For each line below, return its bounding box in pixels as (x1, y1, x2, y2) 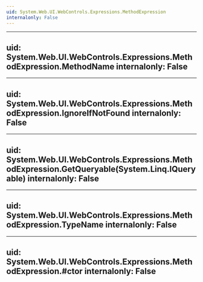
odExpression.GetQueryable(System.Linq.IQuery (6, 164, 196, 174)
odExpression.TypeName (6, 220, 104, 230)
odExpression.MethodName (6, 61, 115, 71)
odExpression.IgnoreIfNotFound (6, 108, 130, 118)
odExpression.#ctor (6, 266, 83, 277)
